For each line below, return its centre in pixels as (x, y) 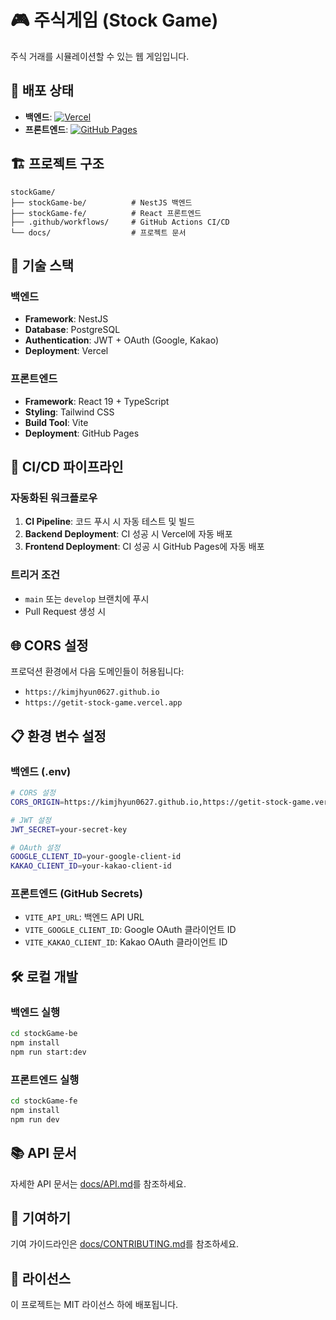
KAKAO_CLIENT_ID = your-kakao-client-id (91, 866)
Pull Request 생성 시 (65, 611)
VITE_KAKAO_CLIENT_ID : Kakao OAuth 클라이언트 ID (126, 942)
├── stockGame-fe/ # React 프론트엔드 (106, 213)
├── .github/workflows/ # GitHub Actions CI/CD (120, 222)
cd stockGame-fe (44, 1101)
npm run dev (35, 1119)
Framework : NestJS (66, 319)
